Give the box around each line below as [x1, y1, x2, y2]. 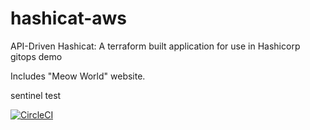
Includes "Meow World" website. [10, 70, 146, 82]
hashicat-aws [10, 7, 128, 30]
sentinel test [10, 89, 62, 101]
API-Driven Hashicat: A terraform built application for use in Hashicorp [10, 40, 301, 52]
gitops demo [10, 50, 63, 62]
